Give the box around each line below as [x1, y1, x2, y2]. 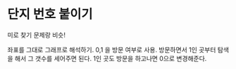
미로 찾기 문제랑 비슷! [7, 31, 66, 39]
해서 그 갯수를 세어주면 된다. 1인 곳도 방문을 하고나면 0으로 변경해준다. [14, 54, 207, 63]
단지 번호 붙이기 [7, 6, 93, 22]
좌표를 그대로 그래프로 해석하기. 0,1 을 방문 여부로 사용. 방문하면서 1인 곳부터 [7, 45, 216, 54]
